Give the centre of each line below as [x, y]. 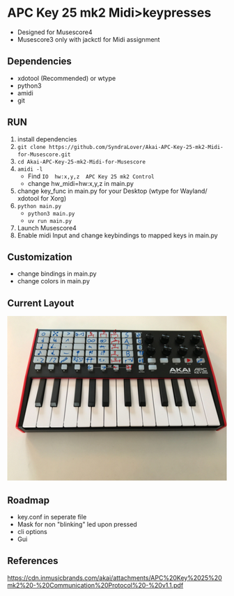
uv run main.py [49, 221]
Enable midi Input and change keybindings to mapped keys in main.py [117, 235]
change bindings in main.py [57, 274]
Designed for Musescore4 [55, 32]
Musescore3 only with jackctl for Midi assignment [88, 39]
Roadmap [29, 500]
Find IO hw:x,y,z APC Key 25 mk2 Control [91, 176]
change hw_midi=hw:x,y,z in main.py [81, 183]
